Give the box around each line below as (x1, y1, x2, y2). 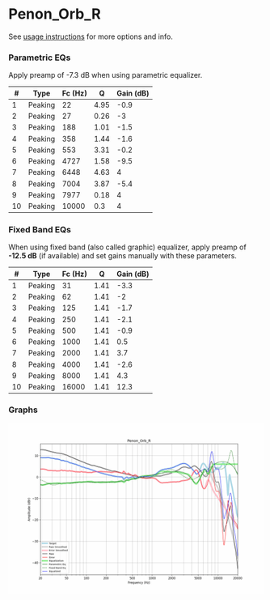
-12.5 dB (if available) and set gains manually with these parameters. (8, 251, 237, 261)
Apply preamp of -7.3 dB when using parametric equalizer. (8, 70, 203, 80)
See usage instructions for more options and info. (8, 32, 174, 41)
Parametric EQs (8, 52, 71, 63)
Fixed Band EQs (8, 223, 71, 235)
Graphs (8, 404, 38, 415)
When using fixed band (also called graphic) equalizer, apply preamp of (8, 242, 247, 252)
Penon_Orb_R (8, 5, 101, 23)
